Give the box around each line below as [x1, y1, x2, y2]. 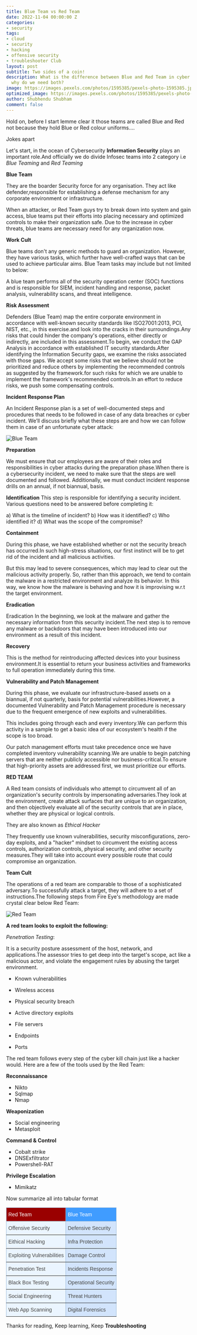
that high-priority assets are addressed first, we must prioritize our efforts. [6, 762, 186, 769]
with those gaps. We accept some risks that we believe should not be [6, 357, 174, 364]
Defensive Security [67, 1224, 111, 1231]
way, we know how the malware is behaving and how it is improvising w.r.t [6, 583, 186, 590]
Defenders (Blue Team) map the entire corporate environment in [6, 313, 161, 320]
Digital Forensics [67, 1306, 106, 1313]
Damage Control [67, 1251, 106, 1259]
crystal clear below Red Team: [6, 899, 79, 906]
